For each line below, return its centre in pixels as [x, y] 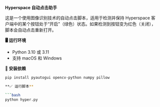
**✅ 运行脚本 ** [19, 86]
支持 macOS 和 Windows [37, 58]
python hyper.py [21, 99]
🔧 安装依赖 [16, 68]
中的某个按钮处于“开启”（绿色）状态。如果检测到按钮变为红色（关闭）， [85, 24]
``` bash [13, 95]
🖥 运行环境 [16, 40]
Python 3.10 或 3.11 [31, 52]
